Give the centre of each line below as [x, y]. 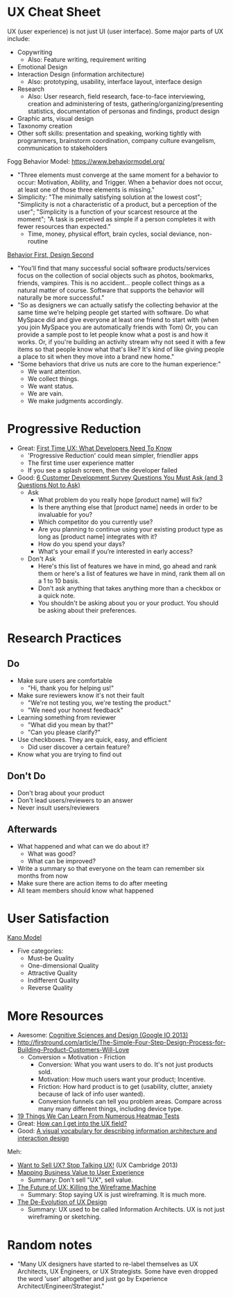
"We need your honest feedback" [75, 710]
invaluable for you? [65, 514]
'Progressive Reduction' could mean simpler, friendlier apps [113, 455]
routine [38, 241]
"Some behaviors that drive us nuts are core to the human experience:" [119, 364]
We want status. [51, 386]
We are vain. [45, 393]
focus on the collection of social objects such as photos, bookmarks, [115, 275]
